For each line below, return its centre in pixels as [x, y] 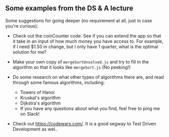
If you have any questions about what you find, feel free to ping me [90, 108]
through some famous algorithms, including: [59, 82]
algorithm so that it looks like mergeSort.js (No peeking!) [71, 67]
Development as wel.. [35, 129]
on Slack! [30, 114]
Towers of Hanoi [37, 92]
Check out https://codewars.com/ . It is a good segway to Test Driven [84, 123]
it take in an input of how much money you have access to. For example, [88, 41]
